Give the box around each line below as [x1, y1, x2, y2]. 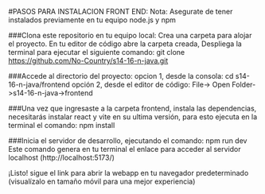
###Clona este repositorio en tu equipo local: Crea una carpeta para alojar [8, 31, 252, 40]
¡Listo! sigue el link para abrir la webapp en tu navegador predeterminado [8, 169, 249, 177]
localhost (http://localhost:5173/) [8, 153, 115, 162]
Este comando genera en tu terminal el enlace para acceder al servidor [8, 145, 241, 153]
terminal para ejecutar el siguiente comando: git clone [8, 48, 185, 56]
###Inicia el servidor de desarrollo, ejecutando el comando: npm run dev [8, 136, 247, 145]
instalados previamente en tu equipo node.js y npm [8, 15, 177, 25]
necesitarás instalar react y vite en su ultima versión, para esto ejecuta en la [8, 112, 258, 122]
